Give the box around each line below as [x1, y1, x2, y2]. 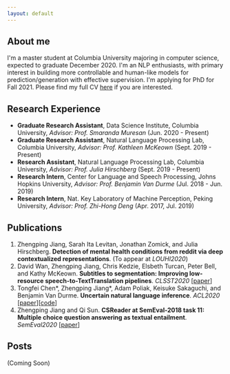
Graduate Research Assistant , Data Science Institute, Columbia [17, 121, 199, 129]
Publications [7, 222, 63, 233]
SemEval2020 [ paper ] [17, 321, 81, 329]
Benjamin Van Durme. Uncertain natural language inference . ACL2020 [17, 291, 220, 300]
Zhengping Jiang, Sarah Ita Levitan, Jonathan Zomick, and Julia [17, 240, 198, 249]
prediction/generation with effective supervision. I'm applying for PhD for [7, 76, 215, 84]
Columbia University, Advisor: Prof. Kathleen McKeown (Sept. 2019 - [17, 143, 212, 152]
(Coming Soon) [7, 359, 50, 367]
